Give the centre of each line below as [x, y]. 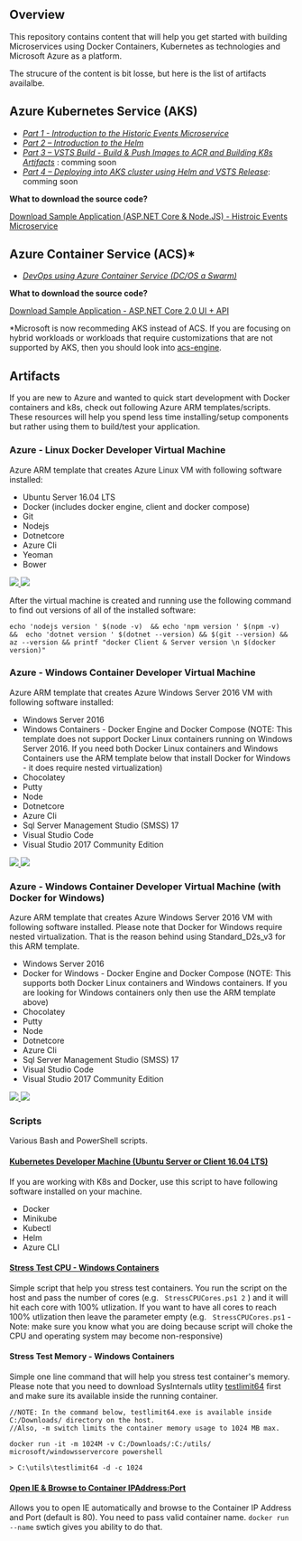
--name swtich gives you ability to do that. [86, 1527]
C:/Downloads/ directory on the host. [82, 1421]
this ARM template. [45, 946]
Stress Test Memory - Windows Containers [92, 1357]
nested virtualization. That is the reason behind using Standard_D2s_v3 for [147, 937]
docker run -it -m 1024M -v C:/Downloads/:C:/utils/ [110, 1444]
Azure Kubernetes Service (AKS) [104, 112]
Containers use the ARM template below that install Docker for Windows [156, 757]
